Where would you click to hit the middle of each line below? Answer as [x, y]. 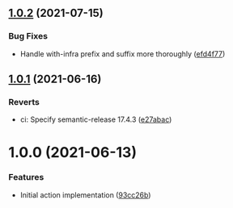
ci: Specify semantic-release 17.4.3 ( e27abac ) [96, 119]
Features [26, 177]
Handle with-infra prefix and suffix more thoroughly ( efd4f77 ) [123, 54]
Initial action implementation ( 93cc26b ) [85, 195]
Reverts [24, 102]
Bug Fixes [28, 36]
